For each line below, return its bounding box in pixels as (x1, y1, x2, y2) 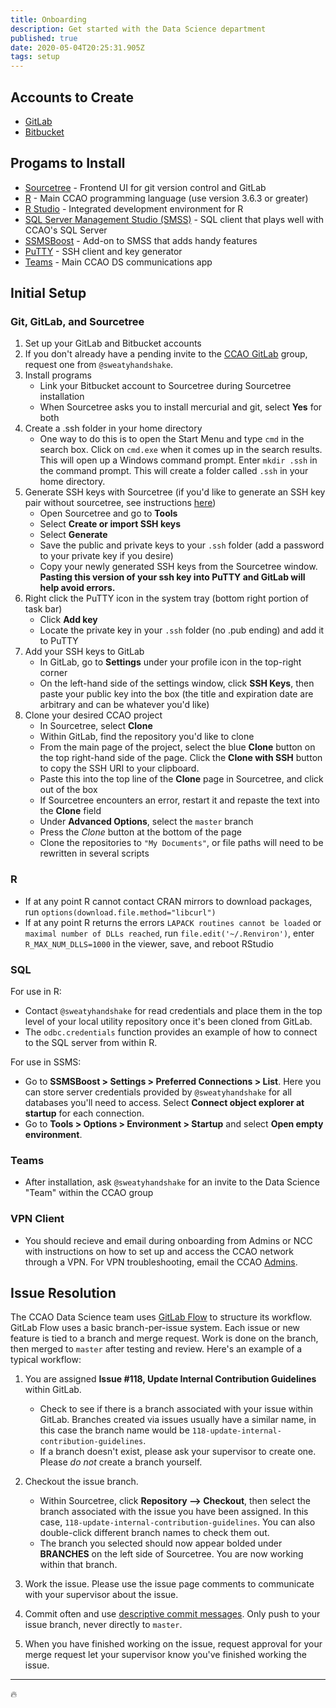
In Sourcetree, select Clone (39, 720, 153, 732)
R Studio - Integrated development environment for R (24, 202, 244, 215)
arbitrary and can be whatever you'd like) (39, 699, 210, 711)
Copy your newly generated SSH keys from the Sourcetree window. (39, 561, 318, 573)
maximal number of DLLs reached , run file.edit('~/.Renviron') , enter (24, 927, 315, 939)
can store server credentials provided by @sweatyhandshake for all (24, 1086, 292, 1098)
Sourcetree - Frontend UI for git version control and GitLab (24, 181, 267, 193)
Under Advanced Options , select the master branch (39, 816, 254, 828)
